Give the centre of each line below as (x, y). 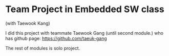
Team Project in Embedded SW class (85, 9)
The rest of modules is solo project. (43, 48)
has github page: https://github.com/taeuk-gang (56, 38)
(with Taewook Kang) (28, 23)
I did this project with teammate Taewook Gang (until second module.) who (84, 33)
